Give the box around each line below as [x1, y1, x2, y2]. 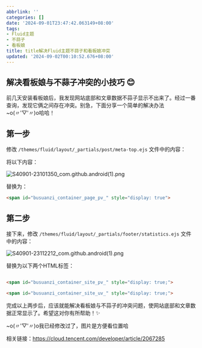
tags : [6, 25, 20, 32]
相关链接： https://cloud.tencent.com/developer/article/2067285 [6, 335, 165, 342]
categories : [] [6, 14, 44, 20]
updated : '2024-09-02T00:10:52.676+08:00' [6, 53, 114, 60]
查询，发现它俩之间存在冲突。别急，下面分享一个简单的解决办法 [6, 102, 164, 109]
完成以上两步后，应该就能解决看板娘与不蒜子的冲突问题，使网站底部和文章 [6, 302, 191, 309]
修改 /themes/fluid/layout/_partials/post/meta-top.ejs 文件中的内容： [6, 145, 186, 153]
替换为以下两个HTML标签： [6, 262, 75, 269]
